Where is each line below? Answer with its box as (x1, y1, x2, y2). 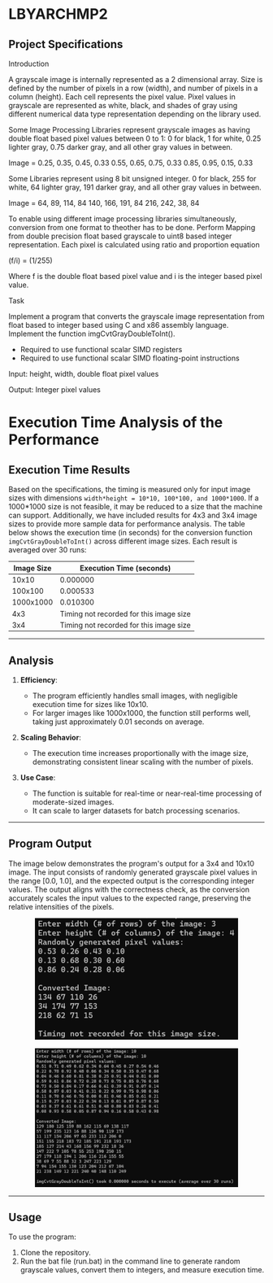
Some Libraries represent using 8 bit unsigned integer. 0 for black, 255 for (8, 174, 257, 183)
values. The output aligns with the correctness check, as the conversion (8, 884, 250, 894)
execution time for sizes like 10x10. (32, 700, 149, 709)
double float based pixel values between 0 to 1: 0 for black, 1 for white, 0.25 (8, 133, 262, 143)
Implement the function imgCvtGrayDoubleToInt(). (8, 329, 176, 338)
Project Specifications (8, 37, 123, 51)
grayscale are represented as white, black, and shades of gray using (8, 101, 238, 110)
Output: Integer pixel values (8, 385, 102, 395)
